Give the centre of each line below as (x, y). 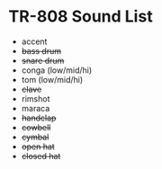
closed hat (41, 156)
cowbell (36, 127)
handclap (39, 118)
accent (34, 41)
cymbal (35, 137)
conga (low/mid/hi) (57, 70)
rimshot (36, 98)
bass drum (41, 50)
